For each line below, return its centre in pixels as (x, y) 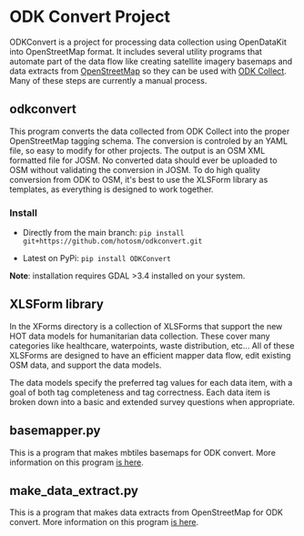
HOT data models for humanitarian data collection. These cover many (140, 336)
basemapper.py (56, 431)
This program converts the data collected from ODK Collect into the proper (150, 131)
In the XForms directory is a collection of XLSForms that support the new (146, 326)
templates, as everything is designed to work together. (111, 189)
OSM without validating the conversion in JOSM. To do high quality (135, 169)
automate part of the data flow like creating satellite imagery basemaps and (151, 61)
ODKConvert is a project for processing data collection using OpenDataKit (148, 42)
